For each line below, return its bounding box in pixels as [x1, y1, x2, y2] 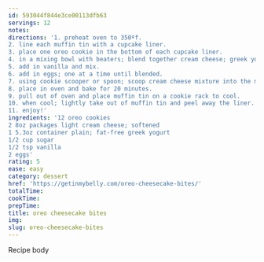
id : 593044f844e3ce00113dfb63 [8, 11, 108, 20]
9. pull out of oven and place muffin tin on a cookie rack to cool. [8, 92, 241, 100]
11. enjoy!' [8, 107, 47, 115]
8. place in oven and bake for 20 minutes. [8, 84, 153, 93]
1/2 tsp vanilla [8, 143, 61, 151]
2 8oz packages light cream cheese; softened [8, 121, 159, 129]
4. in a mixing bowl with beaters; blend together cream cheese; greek [8, 56, 247, 64]
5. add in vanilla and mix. [8, 63, 101, 71]
